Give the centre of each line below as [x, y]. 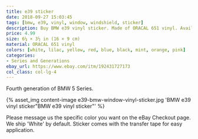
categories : [21, 55]
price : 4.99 [21, 34]
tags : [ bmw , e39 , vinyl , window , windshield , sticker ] [75, 22]
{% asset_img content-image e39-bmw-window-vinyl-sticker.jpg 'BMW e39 [99, 100]
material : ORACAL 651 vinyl [41, 45]
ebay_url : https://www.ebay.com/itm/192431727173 [68, 66]
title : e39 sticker [30, 11]
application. [20, 130]
